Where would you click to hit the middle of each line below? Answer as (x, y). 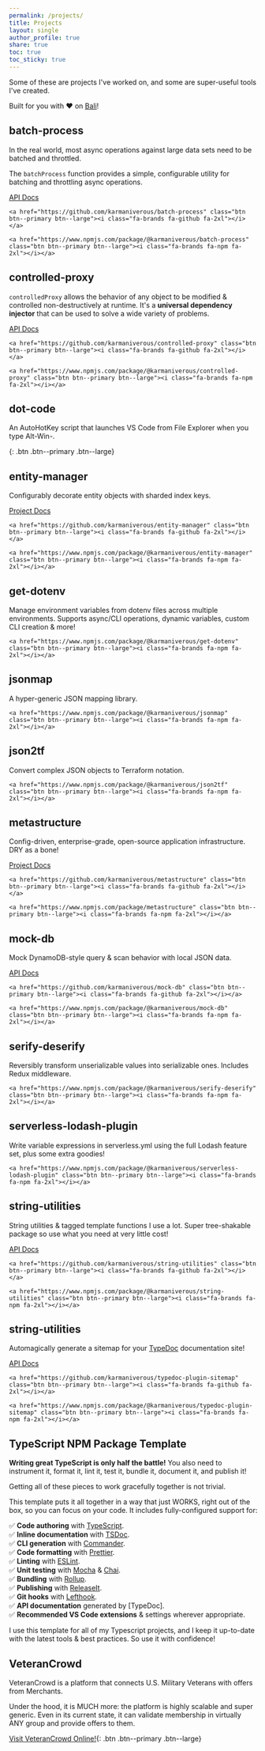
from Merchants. (36, 1691)
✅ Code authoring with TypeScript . (67, 1526)
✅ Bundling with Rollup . (48, 1579)
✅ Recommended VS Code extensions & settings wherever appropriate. (127, 1615)
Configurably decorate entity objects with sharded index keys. (110, 496)
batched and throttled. (45, 158)
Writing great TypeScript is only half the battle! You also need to (116, 1463)
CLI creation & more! (42, 626)
